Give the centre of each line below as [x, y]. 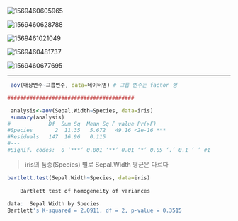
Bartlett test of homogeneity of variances [85, 191]
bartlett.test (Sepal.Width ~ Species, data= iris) [79, 178]
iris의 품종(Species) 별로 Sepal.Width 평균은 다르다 [96, 164]
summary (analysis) [38, 117]
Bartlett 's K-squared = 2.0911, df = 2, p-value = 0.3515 [95, 211]
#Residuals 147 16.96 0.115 [57, 137]
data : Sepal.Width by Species [53, 204]
